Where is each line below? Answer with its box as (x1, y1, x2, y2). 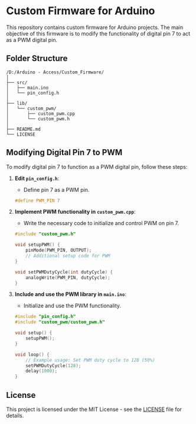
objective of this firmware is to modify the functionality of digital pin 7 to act (6, 30, 191, 37)
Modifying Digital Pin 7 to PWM (6, 147, 123, 158)
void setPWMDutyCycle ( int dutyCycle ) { (14, 269, 113, 275)
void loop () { (14, 351, 50, 358)
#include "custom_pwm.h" (14, 231, 76, 237)
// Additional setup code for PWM (25, 253, 110, 259)
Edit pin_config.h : (14, 175, 60, 182)
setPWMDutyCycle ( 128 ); (25, 362, 81, 368)
